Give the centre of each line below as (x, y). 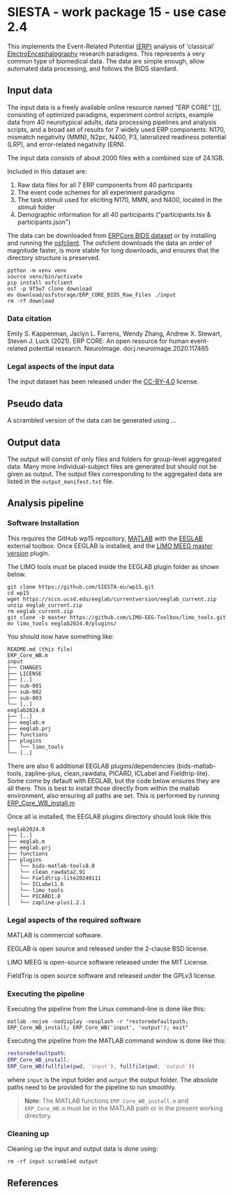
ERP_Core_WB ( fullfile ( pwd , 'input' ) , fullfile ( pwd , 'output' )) (101, 1066)
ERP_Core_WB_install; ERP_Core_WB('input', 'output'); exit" (98, 1028)
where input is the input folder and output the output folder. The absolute (113, 1080)
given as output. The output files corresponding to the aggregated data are (115, 474)
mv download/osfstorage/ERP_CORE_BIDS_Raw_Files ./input (92, 295)
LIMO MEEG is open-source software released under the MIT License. (108, 962)
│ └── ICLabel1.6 (36, 884)
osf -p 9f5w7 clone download (50, 289)
